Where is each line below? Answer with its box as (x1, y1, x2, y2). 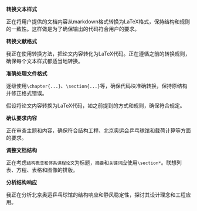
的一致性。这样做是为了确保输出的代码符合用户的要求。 (6, 26, 140, 32)
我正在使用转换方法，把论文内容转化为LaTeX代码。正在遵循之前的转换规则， (6, 50, 191, 57)
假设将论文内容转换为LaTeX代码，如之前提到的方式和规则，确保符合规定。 (6, 102, 186, 109)
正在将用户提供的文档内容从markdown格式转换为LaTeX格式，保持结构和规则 (6, 18, 191, 25)
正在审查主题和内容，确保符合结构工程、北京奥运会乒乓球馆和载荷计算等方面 (6, 127, 191, 134)
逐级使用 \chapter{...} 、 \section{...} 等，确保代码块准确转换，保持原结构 (6, 82, 188, 89)
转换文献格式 (6, 38, 37, 44)
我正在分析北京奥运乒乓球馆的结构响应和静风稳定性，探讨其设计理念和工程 (6, 191, 186, 198)
